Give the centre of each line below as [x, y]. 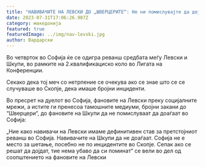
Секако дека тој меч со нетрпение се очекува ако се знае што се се [96, 82]
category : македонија [34, 23]
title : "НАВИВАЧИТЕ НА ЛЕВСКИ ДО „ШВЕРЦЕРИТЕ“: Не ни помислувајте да [98, 12]
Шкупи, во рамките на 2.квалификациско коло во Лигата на [85, 64]
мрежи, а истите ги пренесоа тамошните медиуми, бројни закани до [96, 107]
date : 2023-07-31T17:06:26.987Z [47, 18]
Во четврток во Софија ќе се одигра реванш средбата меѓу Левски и [97, 57]
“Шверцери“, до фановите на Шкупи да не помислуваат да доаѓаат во [97, 113]
